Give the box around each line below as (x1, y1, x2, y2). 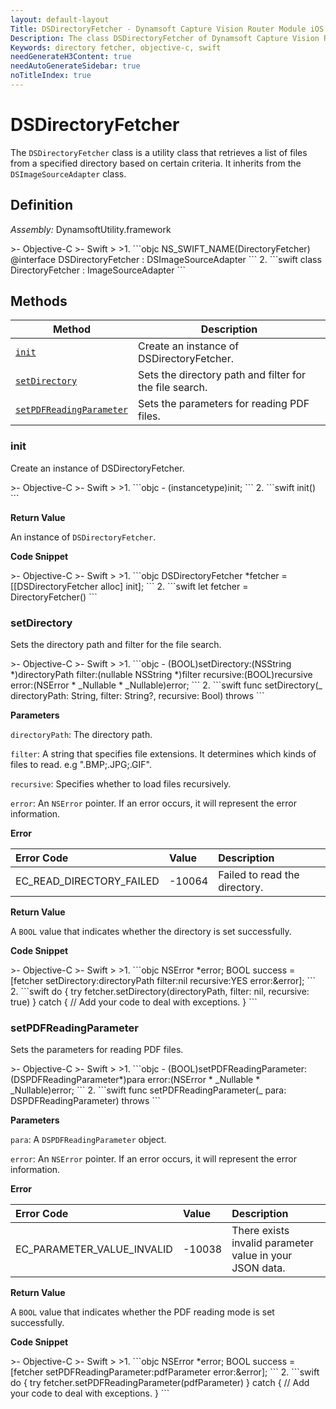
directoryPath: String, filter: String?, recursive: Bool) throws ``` (10, 690, 265, 702)
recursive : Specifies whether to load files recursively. (10, 778, 232, 790)
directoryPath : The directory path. (10, 729, 153, 741)
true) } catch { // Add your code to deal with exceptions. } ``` (10, 996, 258, 1008)
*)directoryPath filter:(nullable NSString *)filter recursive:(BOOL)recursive (10, 669, 313, 681)
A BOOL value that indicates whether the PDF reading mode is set (10, 1306, 275, 1318)
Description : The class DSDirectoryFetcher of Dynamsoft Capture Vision (10, 33, 320, 43)
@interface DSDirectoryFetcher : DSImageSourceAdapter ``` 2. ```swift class (10, 253, 322, 265)
